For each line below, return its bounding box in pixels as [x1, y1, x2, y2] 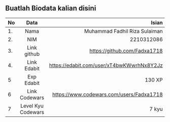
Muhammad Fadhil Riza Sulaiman [84, 27, 163, 34]
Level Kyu [20, 102, 44, 109]
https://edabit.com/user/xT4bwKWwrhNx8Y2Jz [49, 62, 163, 69]
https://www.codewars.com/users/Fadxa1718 [52, 91, 163, 98]
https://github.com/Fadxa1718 [89, 47, 163, 54]
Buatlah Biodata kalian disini [5, 4, 96, 13]
